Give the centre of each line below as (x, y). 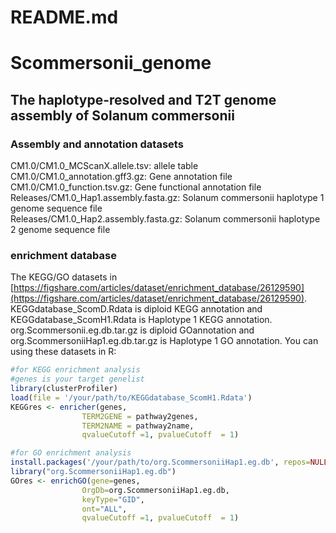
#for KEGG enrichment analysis (75, 370)
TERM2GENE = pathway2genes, (140, 416)
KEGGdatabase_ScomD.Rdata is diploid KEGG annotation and (136, 309)
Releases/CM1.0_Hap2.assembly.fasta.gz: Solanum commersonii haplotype (165, 219)
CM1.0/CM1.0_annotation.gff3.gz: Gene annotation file (121, 177)
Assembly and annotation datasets (97, 144)
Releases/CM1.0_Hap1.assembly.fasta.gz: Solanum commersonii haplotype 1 (167, 198)
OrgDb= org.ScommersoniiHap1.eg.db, (155, 490)
